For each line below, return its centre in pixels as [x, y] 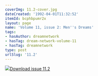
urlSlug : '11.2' [21, 54]
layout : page [18, 23]
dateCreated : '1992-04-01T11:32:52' [42, 14]
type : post [16, 50]
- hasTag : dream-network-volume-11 [41, 41]
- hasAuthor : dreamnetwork [32, 37]
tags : [10, 32]
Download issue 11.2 [30, 69]
